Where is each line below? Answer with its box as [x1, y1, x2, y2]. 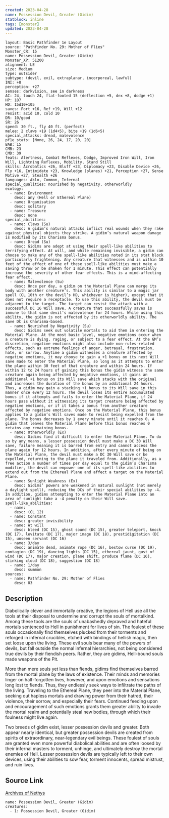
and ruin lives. [5, 761, 34, 767]
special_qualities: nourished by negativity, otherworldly [5, 182, 132, 187]
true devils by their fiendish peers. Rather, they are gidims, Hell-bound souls [5, 650, 163, 657]
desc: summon [14, 567, 42, 572]
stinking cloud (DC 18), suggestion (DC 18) [5, 558, 100, 563]
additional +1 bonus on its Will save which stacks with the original [5, 377, 157, 382]
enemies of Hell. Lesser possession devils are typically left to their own [5, 751, 153, 757]
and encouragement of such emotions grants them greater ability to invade [5, 703, 161, 709]
